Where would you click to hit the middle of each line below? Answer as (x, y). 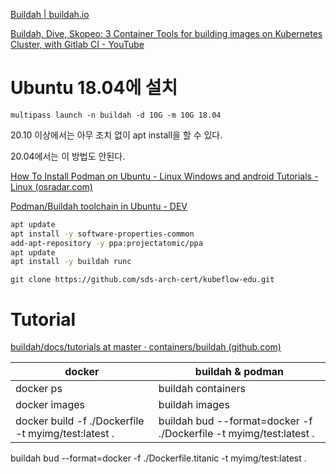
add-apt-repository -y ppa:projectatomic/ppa (106, 243)
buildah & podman (239, 372)
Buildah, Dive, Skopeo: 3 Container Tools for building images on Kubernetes (166, 33)
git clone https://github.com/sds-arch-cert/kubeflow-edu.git (142, 280)
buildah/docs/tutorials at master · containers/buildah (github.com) (146, 347)
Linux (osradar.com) (51, 186)
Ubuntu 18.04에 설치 (94, 88)
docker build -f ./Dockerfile (80, 421)
